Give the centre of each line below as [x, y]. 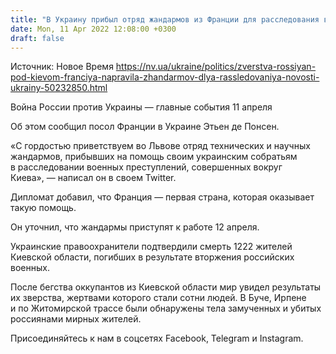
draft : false [37, 38]
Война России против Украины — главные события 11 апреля [141, 107]
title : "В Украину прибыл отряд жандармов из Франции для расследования [165, 19]
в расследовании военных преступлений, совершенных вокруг [146, 167]
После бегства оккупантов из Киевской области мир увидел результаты [166, 287]
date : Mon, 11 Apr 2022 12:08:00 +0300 [93, 29]
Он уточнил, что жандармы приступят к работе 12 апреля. [135, 227]
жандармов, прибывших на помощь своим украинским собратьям [154, 157]
